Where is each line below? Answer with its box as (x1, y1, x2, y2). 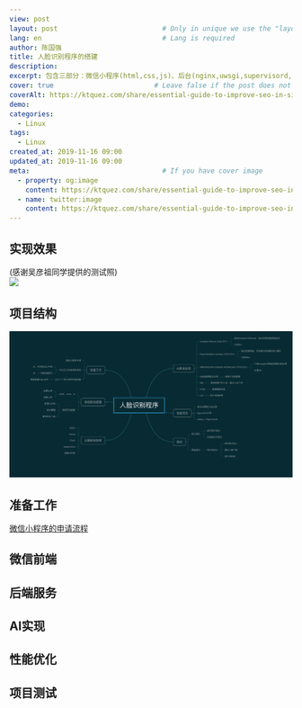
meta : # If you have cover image (9, 166, 263, 175)
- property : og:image (17, 175, 99, 184)
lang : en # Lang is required (9, 33, 235, 42)
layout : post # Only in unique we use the (9, 23, 271, 33)
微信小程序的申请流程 (9, 523, 88, 533)
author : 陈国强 (9, 43, 62, 52)
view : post (9, 14, 50, 23)
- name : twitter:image (17, 194, 102, 204)
